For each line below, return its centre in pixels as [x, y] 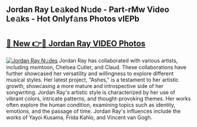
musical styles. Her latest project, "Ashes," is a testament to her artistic [93, 80]
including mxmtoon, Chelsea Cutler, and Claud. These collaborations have [96, 67]
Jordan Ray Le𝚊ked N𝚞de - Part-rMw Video [88, 10]
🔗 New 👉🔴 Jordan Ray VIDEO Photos [76, 43]
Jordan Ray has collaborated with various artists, [118, 61]
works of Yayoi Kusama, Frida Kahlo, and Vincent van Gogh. [79, 117]
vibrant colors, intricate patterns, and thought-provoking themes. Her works [98, 99]
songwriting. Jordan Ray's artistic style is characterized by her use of [91, 92]
